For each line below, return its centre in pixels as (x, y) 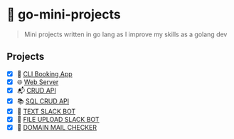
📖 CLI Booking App (44, 73)
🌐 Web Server (38, 82)
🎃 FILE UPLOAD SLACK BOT (58, 119)
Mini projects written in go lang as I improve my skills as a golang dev (126, 34)
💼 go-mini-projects (64, 15)
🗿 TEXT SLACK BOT (46, 111)
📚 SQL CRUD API (43, 101)
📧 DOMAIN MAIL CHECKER (57, 127)
